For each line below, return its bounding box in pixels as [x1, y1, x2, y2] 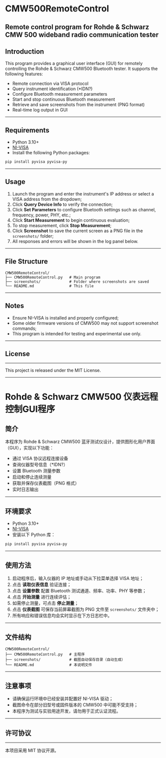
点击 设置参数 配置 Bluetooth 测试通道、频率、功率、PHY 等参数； [12, 587, 147, 593]
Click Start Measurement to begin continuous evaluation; [12, 217, 130, 223]
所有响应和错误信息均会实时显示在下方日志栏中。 [12, 612, 112, 618]
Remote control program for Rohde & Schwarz [5, 23, 150, 31]
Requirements [5, 126, 49, 134]
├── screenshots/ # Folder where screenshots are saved [5, 279, 149, 284]
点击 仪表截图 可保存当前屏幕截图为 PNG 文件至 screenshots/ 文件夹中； [12, 606, 160, 612]
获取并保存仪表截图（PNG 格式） [12, 480, 80, 486]
